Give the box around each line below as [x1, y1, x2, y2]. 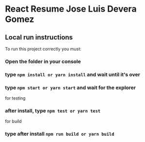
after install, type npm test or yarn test [5, 107, 101, 114]
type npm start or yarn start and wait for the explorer [5, 84, 136, 91]
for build [5, 118, 22, 124]
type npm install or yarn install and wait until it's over [5, 71, 141, 78]
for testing [5, 95, 26, 101]
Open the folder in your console [5, 58, 81, 65]
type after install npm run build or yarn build [5, 130, 114, 137]
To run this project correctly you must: [5, 46, 81, 52]
